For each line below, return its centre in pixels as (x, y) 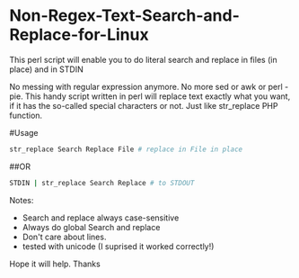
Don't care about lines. (64, 237)
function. (26, 115)
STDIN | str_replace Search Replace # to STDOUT (102, 183)
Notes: (22, 200)
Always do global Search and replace (91, 227)
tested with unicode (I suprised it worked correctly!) (118, 246)
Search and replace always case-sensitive (101, 218)
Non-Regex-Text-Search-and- (124, 16)
